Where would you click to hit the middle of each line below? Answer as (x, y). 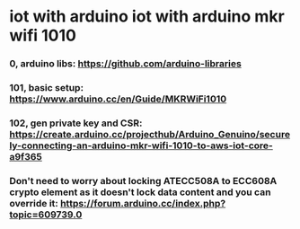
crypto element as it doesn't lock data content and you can (140, 192)
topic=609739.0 (46, 215)
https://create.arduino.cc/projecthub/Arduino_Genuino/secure (150, 134)
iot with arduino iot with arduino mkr (147, 17)
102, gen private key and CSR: (76, 123)
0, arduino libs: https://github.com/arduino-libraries (126, 64)
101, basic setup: (46, 88)
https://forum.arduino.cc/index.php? (143, 203)
